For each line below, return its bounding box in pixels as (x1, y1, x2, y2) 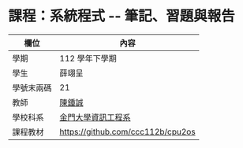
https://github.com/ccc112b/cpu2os (59, 126, 196, 137)
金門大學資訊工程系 (59, 112, 132, 123)
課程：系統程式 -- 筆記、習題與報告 (8, 7, 235, 25)
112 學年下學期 (59, 53, 117, 64)
